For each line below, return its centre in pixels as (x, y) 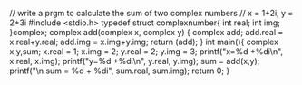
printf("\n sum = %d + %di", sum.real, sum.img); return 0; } (120, 71)
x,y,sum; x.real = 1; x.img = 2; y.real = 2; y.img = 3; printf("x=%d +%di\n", (146, 52)
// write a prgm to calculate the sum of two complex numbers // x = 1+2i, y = (151, 13)
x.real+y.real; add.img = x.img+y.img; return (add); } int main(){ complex (144, 42)
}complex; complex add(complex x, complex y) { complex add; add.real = (146, 32)
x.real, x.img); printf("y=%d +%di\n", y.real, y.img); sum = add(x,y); (135, 61)
